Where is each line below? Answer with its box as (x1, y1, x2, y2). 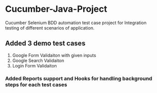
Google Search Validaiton (12, 58, 64, 63)
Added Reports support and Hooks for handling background (5, 75, 153, 82)
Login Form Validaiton (12, 62, 57, 68)
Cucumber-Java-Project (5, 3, 107, 15)
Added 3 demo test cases (5, 39, 86, 48)
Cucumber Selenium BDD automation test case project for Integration (5, 20, 147, 26)
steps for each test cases (5, 81, 67, 88)
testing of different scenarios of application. (5, 25, 95, 31)
